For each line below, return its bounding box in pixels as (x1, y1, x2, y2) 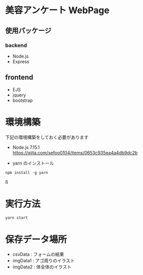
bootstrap (12, 97, 33, 103)
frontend (5, 73, 34, 82)
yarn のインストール (12, 160, 54, 166)
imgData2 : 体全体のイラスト (12, 264, 72, 270)
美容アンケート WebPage (5, 5, 109, 16)
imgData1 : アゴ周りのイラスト (12, 258, 75, 264)
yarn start (5, 215, 28, 220)
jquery (12, 92, 26, 98)
